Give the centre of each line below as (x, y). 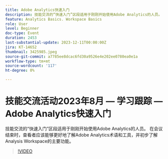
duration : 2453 (21, 38)
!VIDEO (25, 151)
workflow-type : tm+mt (28, 61)
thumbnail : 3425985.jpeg (31, 52)
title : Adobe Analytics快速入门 (38, 10)
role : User (17, 24)
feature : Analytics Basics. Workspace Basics (53, 19)
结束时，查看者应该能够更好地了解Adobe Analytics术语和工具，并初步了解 (81, 135)
